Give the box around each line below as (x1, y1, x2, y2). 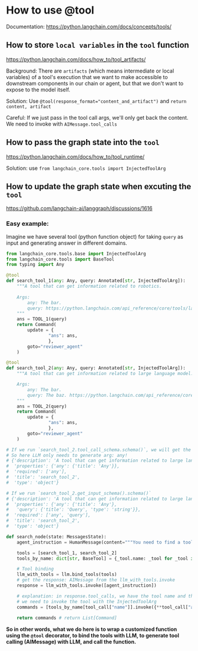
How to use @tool (6, 4, 94, 17)
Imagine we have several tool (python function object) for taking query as (6, 233, 184, 240)
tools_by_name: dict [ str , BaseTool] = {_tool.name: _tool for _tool (16, 555, 189, 561)
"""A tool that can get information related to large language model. (16, 371, 194, 377)
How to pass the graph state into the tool (6, 137, 160, 147)
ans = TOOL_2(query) (16, 403, 67, 409)
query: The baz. (27, 392, 67, 398)
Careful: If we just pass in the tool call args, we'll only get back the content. (6, 114, 189, 121)
